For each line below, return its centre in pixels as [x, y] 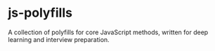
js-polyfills [40, 13]
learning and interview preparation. [59, 39]
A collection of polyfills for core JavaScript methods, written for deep [108, 32]
